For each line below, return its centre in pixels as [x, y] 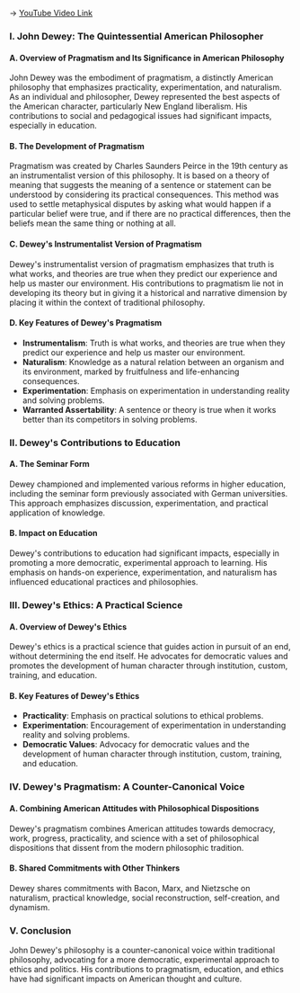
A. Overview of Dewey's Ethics [68, 626]
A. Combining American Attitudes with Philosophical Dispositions [134, 808]
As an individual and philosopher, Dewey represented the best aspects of [145, 97]
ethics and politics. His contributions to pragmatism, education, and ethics [147, 970]
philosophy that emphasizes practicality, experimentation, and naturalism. [146, 87]
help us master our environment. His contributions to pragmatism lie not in [147, 283]
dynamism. [30, 907]
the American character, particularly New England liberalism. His [128, 106]
